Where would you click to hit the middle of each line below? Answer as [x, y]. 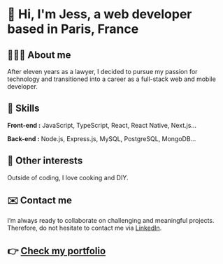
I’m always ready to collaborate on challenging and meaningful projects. [111, 221]
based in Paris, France [73, 29]
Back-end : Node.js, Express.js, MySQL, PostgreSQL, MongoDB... [102, 138]
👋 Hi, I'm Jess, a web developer [100, 14]
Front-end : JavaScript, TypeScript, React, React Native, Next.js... [102, 125]
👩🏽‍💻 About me [39, 55]
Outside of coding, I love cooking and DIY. [68, 177]
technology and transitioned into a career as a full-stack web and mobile [112, 79]
